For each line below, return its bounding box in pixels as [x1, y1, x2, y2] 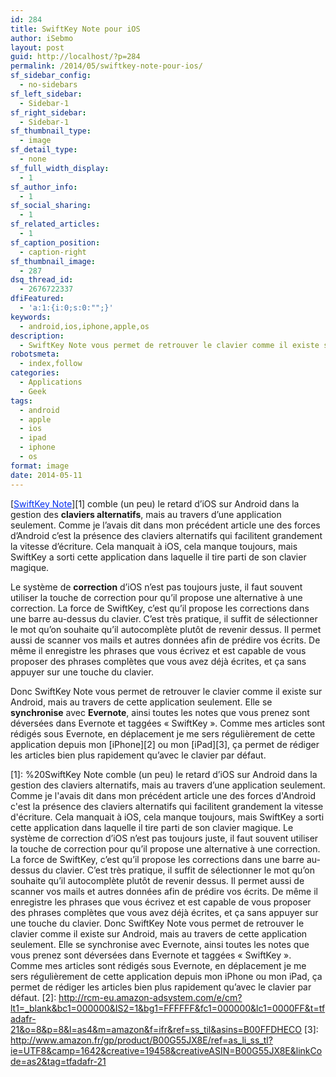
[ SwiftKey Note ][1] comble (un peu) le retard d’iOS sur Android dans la [10, 497, 300, 510]
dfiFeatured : [10, 294, 65, 304]
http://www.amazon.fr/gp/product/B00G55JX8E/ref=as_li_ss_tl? [10, 1034, 273, 1046]
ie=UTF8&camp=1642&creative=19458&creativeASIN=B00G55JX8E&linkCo [10, 1044, 323, 1056]
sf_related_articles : [10, 219, 101, 230]
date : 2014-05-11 [10, 470, 83, 480]
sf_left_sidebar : [10, 89, 83, 99]
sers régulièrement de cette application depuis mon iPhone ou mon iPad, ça [10, 970, 323, 982]
